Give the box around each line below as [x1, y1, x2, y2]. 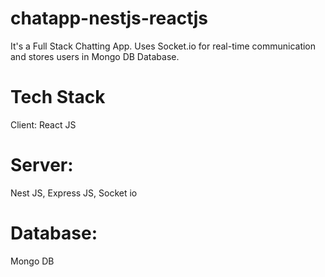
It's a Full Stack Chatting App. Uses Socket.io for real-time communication [10, 40, 317, 52]
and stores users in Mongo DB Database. [10, 50, 180, 62]
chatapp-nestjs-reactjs [10, 7, 208, 30]
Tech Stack [10, 86, 106, 109]
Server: [10, 154, 74, 177]
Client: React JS [10, 118, 77, 131]
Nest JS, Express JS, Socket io [10, 187, 138, 199]
